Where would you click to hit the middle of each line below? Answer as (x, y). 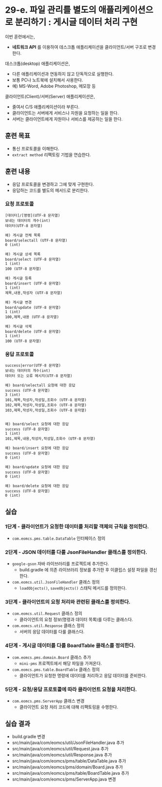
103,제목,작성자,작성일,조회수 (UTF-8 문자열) (46, 410)
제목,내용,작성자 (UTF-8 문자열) (34, 293)
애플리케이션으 (126, 10)
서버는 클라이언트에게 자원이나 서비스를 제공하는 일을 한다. (67, 119)
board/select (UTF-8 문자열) (33, 259)
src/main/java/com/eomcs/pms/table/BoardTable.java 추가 (71, 773)
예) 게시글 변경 (18, 302)
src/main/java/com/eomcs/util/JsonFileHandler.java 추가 (68, 743)
